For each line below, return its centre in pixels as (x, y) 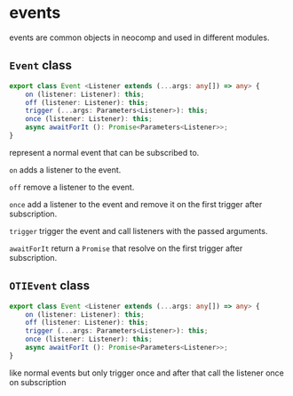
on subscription (38, 382)
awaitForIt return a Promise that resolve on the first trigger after (126, 248)
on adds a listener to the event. (65, 170)
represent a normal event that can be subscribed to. (104, 152)
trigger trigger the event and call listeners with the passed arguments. (139, 230)
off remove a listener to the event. (72, 187)
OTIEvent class (50, 286)
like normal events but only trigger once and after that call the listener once (146, 373)
